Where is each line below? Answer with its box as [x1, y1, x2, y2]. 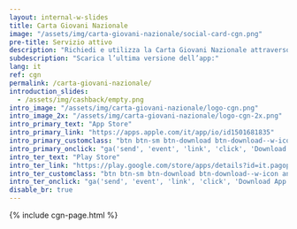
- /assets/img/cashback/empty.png [17, 95, 144, 104]
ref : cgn [9, 71, 42, 80]
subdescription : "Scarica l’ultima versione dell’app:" [9, 54, 219, 63]
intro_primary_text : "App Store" [9, 120, 133, 129]
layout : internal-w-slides [9, 12, 109, 22]
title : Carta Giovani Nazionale [9, 21, 128, 30]
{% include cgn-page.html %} [9, 210, 118, 220]
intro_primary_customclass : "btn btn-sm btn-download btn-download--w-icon [9, 136, 294, 145]
